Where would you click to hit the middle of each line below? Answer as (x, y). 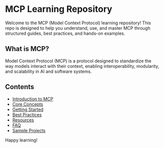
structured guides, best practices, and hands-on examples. (65, 33)
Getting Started (28, 109)
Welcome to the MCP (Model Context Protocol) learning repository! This (78, 23)
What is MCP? (27, 49)
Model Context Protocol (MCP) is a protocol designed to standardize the (78, 61)
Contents (20, 87)
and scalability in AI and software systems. (49, 71)
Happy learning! (21, 140)
